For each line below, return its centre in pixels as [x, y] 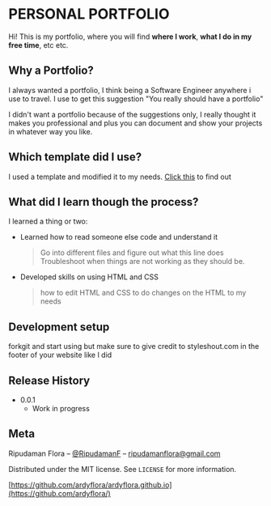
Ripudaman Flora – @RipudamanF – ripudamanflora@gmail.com [114, 453]
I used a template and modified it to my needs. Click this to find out [120, 176]
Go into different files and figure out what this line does [132, 253]
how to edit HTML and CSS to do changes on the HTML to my [143, 293]
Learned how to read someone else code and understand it [119, 237]
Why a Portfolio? [51, 71]
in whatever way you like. [51, 131]
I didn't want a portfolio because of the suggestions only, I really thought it [132, 114]
